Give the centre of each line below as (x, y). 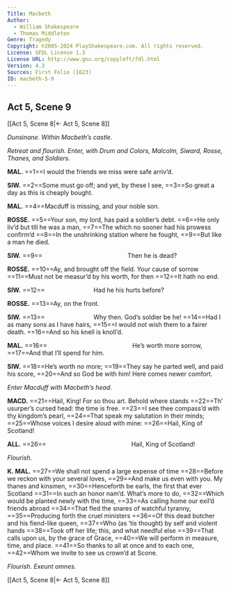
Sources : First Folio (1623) (49, 72)
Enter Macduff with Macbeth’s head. (60, 388)
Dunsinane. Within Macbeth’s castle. (60, 138)
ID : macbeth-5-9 (31, 79)
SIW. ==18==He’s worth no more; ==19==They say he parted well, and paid (115, 367)
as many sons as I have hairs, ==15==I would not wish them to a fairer (107, 325)
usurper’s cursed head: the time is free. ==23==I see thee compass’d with (114, 409)
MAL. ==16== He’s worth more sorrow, (105, 346)
